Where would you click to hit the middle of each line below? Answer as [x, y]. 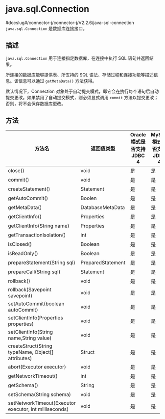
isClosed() [20, 244]
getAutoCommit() [28, 198]
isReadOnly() [23, 253]
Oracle [138, 134]
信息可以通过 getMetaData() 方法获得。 [58, 81]
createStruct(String [30, 346]
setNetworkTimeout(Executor [42, 403]
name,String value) [30, 338]
